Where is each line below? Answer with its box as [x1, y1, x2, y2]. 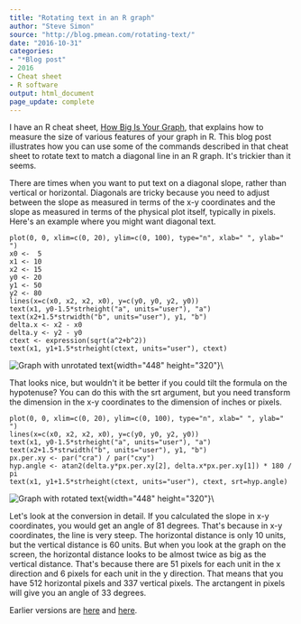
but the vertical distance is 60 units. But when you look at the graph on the [9, 539, 287, 551]
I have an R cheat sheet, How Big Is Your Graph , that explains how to [9, 122, 264, 133]
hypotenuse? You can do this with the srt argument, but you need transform [9, 387, 291, 398]
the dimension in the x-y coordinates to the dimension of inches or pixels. [9, 396, 282, 407]
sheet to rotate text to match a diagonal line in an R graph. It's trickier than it [9, 151, 291, 162]
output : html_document [9, 88, 95, 98]
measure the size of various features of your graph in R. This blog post [9, 132, 272, 143]
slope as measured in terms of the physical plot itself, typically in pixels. [9, 207, 277, 218]
